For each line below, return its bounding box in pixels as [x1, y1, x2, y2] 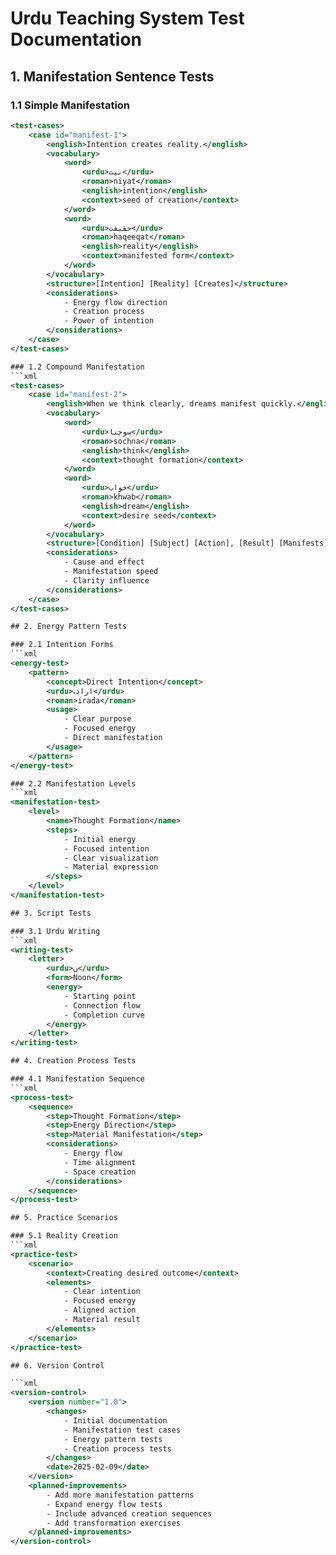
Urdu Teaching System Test [10, 7, 245, 30]
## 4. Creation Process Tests [10, 1056, 137, 1066]
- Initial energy [63, 834, 137, 844]
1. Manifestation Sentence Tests [10, 68, 215, 85]
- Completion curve [63, 1010, 145, 1020]
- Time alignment [63, 1157, 137, 1167]
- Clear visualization [63, 853, 159, 863]
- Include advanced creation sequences [46, 1508, 213, 1519]
